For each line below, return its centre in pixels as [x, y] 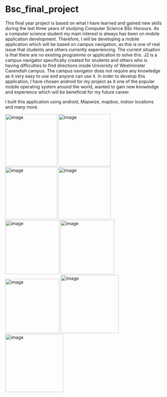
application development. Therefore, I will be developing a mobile [72, 39]
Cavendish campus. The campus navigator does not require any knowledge [83, 70]
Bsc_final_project [42, 9]
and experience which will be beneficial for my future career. [68, 92]
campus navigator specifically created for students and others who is [77, 60]
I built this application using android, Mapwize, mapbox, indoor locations [80, 101]
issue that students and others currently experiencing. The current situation [83, 49]
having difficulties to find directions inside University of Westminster [75, 65]
